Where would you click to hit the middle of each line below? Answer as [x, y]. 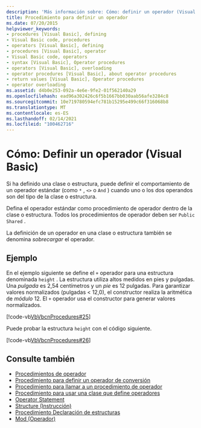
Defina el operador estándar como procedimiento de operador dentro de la [99, 209]
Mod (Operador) [35, 418]
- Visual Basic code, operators [47, 57]
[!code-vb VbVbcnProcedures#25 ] [49, 316]
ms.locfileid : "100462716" [40, 125]
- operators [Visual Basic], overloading [59, 68]
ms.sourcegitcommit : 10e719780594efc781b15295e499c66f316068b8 [88, 102]
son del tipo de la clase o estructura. [52, 196]
